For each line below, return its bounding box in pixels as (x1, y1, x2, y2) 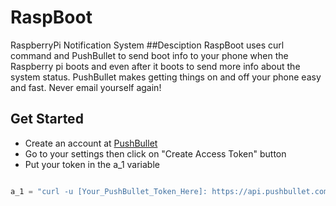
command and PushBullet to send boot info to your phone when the (10, 49, 289, 61)
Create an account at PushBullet (24, 137, 158, 149)
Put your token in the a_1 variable (24, 158, 160, 170)
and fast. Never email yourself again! (10, 81, 162, 93)
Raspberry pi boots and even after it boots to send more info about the (10, 60, 301, 72)
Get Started (10, 111, 84, 128)
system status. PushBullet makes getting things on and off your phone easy (10, 71, 322, 83)
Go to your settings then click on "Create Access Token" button (24, 147, 287, 160)
